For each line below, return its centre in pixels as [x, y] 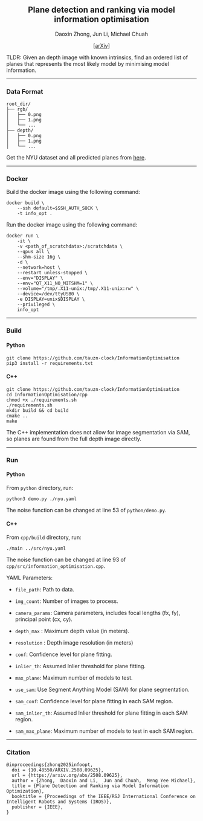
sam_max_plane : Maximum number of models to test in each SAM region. [104, 731]
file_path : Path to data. [44, 590]
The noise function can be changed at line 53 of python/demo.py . [87, 510]
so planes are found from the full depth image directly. [74, 439]
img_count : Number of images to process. [67, 601]
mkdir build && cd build [37, 410]
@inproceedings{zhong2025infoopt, [50, 765]
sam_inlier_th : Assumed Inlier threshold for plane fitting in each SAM [101, 713]
